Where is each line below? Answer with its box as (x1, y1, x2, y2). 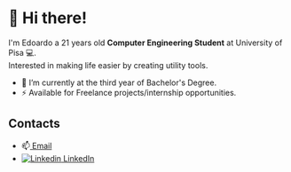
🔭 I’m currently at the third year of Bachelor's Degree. (20, 77, 217, 88)
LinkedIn (63, 152, 95, 163)
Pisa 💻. (8, 47, 36, 58)
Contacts (8, 116, 61, 131)
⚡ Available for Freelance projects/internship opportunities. (20, 87, 237, 98)
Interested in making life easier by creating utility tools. (8, 59, 208, 70)
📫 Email (20, 140, 52, 151)
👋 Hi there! (8, 8, 88, 28)
